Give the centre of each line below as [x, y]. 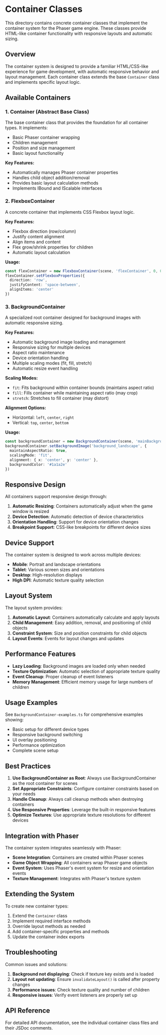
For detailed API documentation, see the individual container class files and [82, 1023]
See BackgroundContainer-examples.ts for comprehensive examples [74, 714]
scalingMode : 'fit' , [31, 455]
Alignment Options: [26, 408]
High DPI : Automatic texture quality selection [58, 580]
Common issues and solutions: [36, 964]
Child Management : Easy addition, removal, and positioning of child [82, 622]
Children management [35, 143]
